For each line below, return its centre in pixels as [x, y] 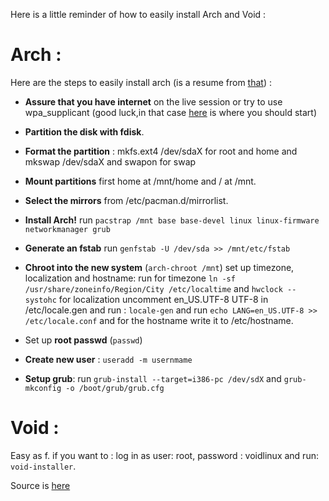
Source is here [40, 485]
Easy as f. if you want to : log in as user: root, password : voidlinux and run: [164, 455]
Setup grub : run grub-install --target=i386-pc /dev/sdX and [153, 378]
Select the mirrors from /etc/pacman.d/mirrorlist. [126, 200]
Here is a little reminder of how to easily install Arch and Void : [138, 14]
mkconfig [43, 388]
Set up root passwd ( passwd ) [83, 340]
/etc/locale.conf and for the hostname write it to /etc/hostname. [159, 320]
